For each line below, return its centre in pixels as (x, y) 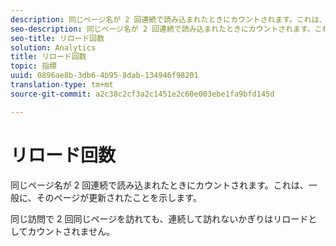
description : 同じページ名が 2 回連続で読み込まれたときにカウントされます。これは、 (168, 19)
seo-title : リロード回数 (57, 38)
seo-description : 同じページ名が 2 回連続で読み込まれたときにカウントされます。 (162, 29)
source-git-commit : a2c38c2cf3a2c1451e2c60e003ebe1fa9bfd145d (142, 94)
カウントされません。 (71, 231)
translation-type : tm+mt (62, 85)
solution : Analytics (53, 47)
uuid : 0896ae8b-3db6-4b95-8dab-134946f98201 (104, 76)
